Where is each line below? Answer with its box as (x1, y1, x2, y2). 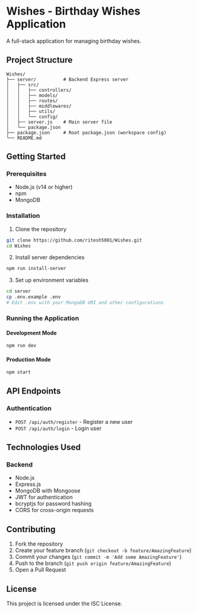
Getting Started (6, 151, 66, 162)
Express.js (15, 480, 41, 488)
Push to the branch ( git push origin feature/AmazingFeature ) (15, 559, 172, 567)
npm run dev (6, 342, 36, 349)
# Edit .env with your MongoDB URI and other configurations (6, 300, 164, 306)
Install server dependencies (15, 254, 85, 261)
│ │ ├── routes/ (6, 97, 59, 104)
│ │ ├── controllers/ (6, 87, 72, 93)
